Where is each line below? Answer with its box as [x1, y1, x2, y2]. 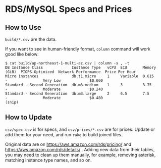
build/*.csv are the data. [5, 36, 57, 42]
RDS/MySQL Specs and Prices [5, 3, 132, 15]
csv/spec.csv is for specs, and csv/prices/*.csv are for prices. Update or [5, 126, 155, 132]
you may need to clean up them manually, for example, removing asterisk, [5, 152, 156, 158]
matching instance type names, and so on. [5, 157, 92, 163]
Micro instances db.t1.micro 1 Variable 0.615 [5, 74, 154, 79]
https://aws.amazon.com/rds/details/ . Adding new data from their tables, [5, 146, 155, 152]
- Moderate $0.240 [5, 87, 103, 92]
